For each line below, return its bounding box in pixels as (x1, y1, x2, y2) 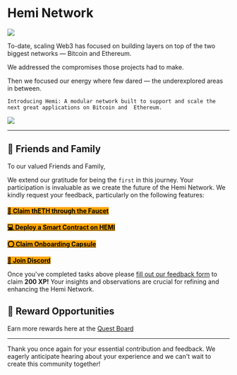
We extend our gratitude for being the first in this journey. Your (7, 175, 194, 184)
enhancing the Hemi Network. (7, 284, 95, 293)
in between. (7, 83, 42, 93)
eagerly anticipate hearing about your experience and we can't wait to (7, 352, 212, 360)
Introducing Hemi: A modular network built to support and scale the (7, 98, 217, 105)
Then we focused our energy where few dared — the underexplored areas (7, 76, 224, 85)
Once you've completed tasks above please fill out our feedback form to (7, 270, 217, 278)
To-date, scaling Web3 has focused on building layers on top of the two (7, 41, 216, 50)
